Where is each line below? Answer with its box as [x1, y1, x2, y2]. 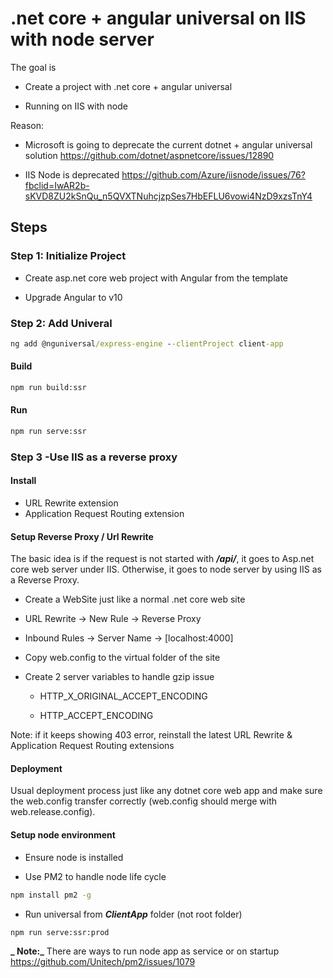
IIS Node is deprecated [24, 168, 120, 181]
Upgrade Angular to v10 [24, 291, 123, 303]
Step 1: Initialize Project [10, 249, 127, 263]
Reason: [10, 119, 45, 131]
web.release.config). [10, 806, 96, 818]
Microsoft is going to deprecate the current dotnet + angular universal [24, 138, 313, 151]
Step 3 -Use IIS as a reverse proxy [10, 450, 178, 464]
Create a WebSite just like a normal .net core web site [24, 593, 246, 606]
